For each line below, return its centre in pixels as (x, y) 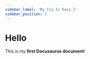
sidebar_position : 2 (26, 14)
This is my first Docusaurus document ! (45, 51)
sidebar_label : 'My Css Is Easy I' (41, 9)
